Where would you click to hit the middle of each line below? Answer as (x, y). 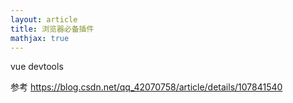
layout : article (44, 19)
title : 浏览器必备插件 (52, 29)
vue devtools (37, 67)
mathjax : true (40, 38)
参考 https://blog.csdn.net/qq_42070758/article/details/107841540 (146, 87)
